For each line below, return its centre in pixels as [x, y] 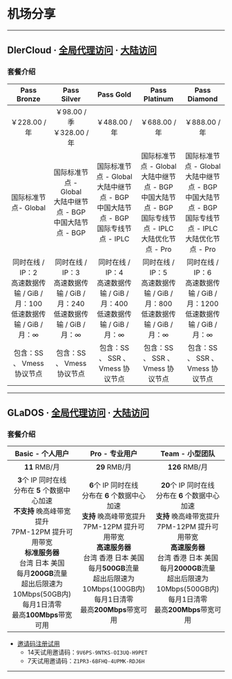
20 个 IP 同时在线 [188, 485]
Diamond [203, 99]
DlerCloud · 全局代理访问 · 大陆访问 [82, 50]
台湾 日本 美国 [42, 563]
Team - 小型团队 [188, 454]
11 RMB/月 [42, 467]
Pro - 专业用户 [114, 454]
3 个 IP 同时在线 [42, 480]
